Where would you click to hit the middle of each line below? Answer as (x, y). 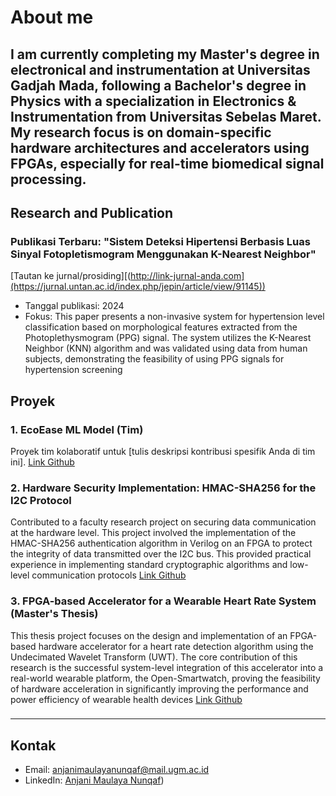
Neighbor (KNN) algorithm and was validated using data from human (166, 348)
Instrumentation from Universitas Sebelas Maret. (166, 116)
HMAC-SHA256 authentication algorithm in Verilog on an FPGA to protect (161, 543)
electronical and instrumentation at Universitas (160, 69)
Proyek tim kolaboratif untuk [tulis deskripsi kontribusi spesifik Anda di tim (163, 451)
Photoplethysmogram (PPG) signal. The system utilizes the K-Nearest (168, 338)
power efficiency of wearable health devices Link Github (126, 699)
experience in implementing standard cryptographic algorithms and (149, 565)
